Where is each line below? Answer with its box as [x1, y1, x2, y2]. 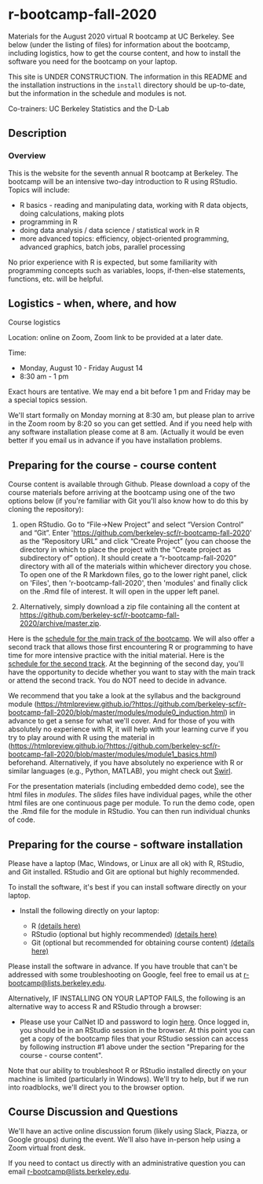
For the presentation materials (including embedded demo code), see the [8, 782, 245, 791]
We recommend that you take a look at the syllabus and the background [8, 691, 241, 701]
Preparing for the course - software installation [8, 838, 243, 851]
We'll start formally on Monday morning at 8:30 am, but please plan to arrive [8, 411, 255, 420]
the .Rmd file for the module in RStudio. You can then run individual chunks [8, 807, 251, 816]
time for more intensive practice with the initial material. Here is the [8, 651, 225, 660]
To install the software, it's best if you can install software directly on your [8, 882, 247, 892]
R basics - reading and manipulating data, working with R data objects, [19, 200, 249, 209]
